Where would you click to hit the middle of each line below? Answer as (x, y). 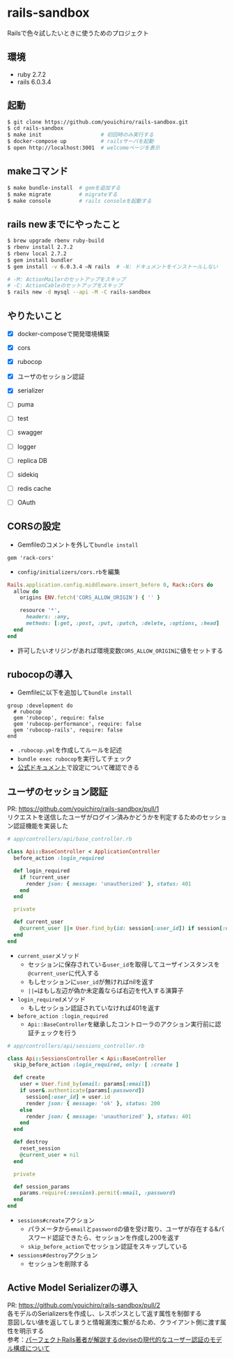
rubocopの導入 (40, 675)
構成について (31, 1348)
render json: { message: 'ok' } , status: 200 (93, 1103)
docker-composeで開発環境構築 (63, 334)
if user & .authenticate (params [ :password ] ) (82, 1091)
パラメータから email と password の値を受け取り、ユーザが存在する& (123, 1229)
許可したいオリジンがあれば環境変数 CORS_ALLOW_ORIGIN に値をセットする (120, 651)
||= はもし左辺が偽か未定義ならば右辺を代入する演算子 (106, 990)
